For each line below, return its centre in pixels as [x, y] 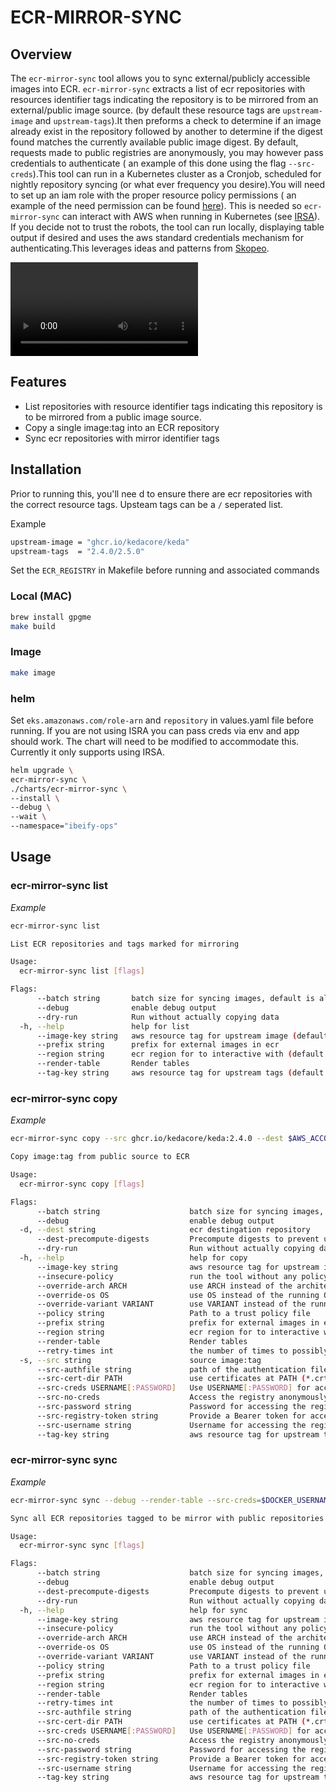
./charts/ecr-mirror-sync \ [69, 789]
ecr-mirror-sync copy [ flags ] [82, 1184]
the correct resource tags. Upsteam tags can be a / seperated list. [147, 504]
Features [38, 382]
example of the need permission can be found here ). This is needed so [156, 205]
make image [33, 672]
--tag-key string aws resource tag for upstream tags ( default [180, 1073]
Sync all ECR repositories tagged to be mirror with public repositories [167, 1518]
